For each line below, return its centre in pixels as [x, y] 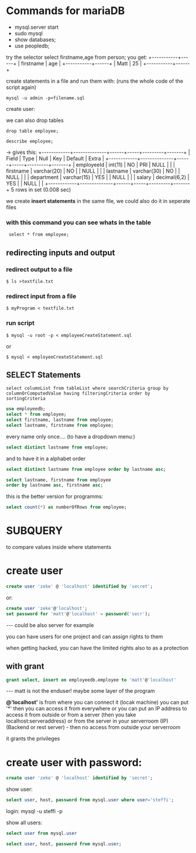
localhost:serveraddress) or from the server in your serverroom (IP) [87, 721]
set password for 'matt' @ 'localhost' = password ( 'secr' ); [78, 614]
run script [20, 323]
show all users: [24, 822]
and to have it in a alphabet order [46, 458]
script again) [21, 87]
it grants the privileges [33, 739]
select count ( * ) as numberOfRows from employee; [66, 507]
